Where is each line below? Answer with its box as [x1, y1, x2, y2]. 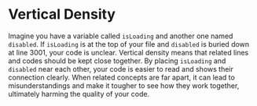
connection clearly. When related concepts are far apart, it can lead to [8, 72, 236, 82]
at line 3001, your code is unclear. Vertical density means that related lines [8, 48, 249, 57]
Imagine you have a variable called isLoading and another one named [8, 31, 233, 41]
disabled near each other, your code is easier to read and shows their [8, 64, 233, 73]
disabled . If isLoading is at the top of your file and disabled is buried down [8, 39, 250, 48]
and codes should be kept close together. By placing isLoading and [8, 56, 226, 65]
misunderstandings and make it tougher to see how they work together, [8, 80, 240, 90]
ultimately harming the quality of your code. [8, 89, 150, 98]
